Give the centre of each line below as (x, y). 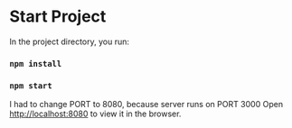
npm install (36, 64)
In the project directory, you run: (69, 41)
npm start (31, 86)
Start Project (58, 17)
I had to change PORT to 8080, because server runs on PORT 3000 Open (146, 105)
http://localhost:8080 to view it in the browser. (95, 114)
